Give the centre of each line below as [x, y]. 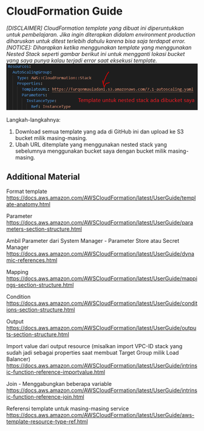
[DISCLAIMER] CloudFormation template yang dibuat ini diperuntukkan [95, 28]
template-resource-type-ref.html [47, 422]
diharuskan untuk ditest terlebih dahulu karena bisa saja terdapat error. [96, 41]
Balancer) [19, 359]
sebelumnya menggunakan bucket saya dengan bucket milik [91, 151]
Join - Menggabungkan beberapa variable [59, 384]
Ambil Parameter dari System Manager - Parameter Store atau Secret [93, 241]
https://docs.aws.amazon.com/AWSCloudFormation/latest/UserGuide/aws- [100, 415]
